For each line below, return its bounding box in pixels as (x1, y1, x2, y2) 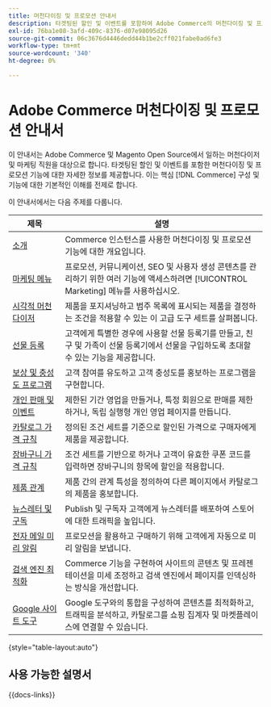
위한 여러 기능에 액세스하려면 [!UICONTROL (89, 273, 248, 284)
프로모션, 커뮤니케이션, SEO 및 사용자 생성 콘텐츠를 (65, 261, 248, 272)
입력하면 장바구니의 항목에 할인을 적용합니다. (65, 461, 225, 472)
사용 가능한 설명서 (8, 667, 92, 682)
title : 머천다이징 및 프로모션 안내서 (8, 11, 117, 20)
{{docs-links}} (8, 689, 56, 699)
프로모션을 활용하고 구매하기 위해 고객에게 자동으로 (65, 530, 248, 542)
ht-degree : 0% (8, 57, 56, 65)
